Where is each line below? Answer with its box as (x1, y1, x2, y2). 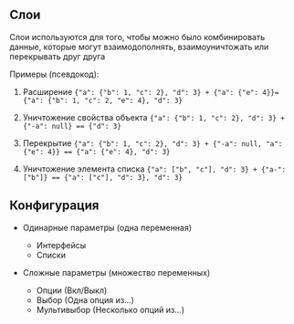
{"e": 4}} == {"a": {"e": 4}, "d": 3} (22, 147, 171, 156)
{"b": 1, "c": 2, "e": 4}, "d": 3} (47, 96, 183, 105)
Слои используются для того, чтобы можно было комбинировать (9, 31, 266, 42)
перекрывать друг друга (9, 50, 106, 62)
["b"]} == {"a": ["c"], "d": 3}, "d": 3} (22, 172, 183, 182)
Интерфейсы (36, 239, 87, 250)
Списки (36, 249, 67, 260)
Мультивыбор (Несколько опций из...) (36, 304, 185, 315)
